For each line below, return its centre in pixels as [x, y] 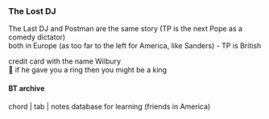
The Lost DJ [32, 11]
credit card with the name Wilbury [65, 61]
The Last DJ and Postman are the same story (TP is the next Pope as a [126, 29]
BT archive [27, 88]
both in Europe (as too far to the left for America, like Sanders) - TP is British [135, 46]
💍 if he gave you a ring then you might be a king [88, 70]
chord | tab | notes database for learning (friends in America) [110, 106]
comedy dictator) [37, 37]
